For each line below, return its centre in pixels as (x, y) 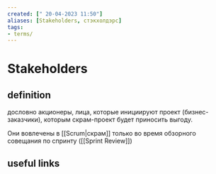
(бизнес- (195, 112)
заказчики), (25, 120)
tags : (15, 27)
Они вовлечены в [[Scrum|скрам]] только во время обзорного (102, 134)
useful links (34, 163)
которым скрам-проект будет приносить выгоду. (118, 120)
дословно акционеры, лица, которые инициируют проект (94, 112)
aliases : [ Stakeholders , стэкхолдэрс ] (64, 21)
